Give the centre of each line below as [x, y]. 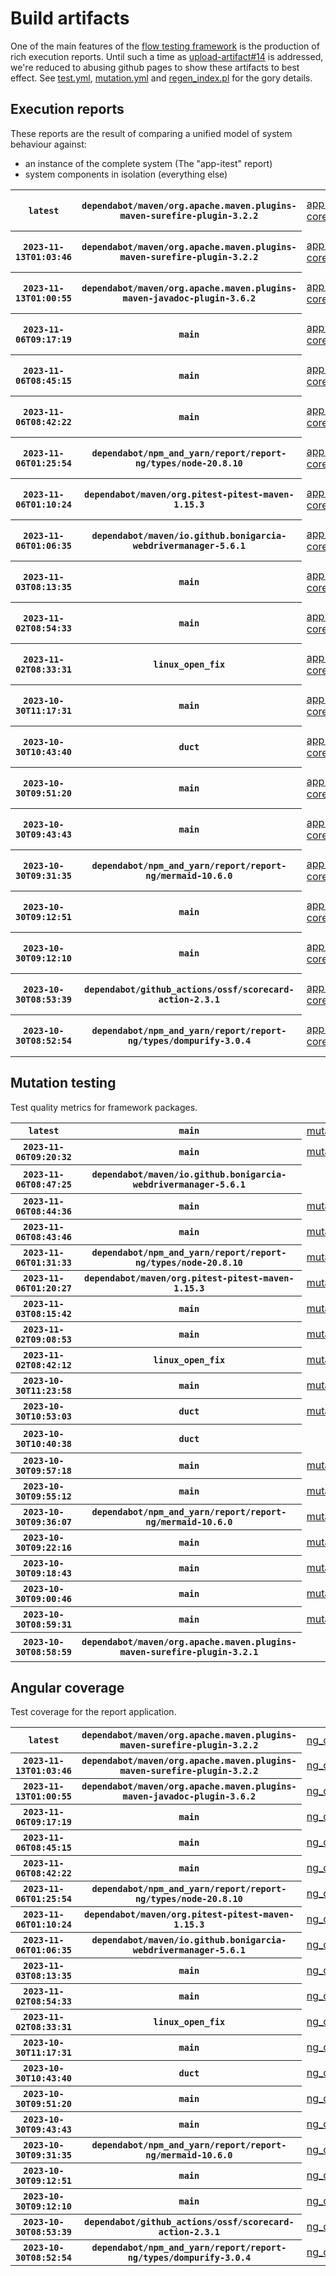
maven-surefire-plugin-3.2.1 [189, 1651]
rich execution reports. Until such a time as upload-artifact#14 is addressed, [167, 56]
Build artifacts [70, 18]
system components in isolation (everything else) [126, 174]
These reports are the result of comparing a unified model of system [151, 133]
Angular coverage [67, 1687]
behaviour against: [48, 144]
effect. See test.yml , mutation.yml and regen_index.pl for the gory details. [161, 78]
